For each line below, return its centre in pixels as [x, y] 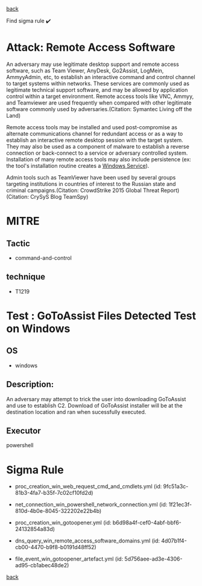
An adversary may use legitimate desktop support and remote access [93, 64]
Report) [170, 190]
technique [26, 277]
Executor [24, 430]
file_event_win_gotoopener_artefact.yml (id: [69, 559]
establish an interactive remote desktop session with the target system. [95, 140]
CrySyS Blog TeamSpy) [59, 196]
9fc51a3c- [176, 486]
